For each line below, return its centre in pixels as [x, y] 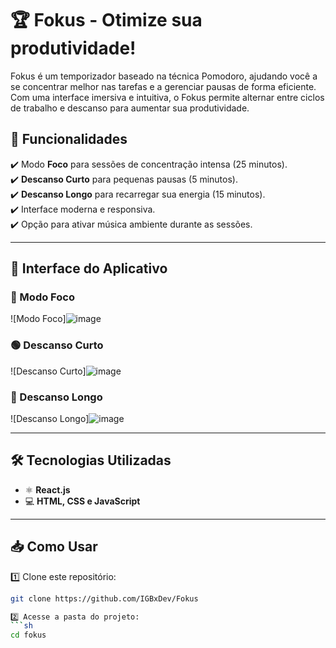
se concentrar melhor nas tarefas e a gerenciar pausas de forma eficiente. [163, 86]
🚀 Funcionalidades [69, 139]
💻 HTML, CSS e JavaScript [82, 501]
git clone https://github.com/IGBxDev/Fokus [104, 598]
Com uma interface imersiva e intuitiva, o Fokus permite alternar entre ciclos [167, 97]
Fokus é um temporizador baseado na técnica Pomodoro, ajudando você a [164, 76]
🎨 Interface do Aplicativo [89, 268]
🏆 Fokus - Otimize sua [106, 20]
